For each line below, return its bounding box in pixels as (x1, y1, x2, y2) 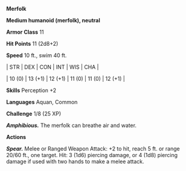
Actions (6, 134, 26, 140)
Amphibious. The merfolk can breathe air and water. (6, 122, 137, 129)
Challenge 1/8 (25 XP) (6, 110, 61, 117)
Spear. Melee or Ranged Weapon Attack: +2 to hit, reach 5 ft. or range (6, 145, 180, 152)
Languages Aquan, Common (6, 99, 78, 105)
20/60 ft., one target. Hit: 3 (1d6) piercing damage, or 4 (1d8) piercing (6, 152, 178, 158)
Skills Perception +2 (6, 87, 57, 94)
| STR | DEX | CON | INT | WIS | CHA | (6, 63, 99, 70)
